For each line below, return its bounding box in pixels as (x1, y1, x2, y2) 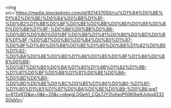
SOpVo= (5, 97, 23, 103)
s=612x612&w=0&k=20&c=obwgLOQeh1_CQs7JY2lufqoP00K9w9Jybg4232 (5, 92, 164, 97)
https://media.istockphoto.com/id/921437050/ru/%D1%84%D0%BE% (16, 10, 163, 16)
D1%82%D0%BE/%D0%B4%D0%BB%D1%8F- (5, 15, 105, 21)
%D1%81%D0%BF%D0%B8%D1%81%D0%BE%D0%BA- (5, 70, 127, 76)
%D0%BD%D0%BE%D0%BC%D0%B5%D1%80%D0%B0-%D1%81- (5, 80, 151, 87)
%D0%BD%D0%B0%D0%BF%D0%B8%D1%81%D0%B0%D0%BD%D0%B (5, 32, 166, 37)
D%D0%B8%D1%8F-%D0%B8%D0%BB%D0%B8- (5, 26, 114, 32)
